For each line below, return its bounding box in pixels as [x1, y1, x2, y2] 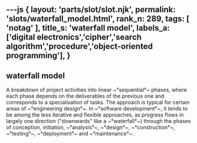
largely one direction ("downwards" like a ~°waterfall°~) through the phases [6, 118, 191, 125]
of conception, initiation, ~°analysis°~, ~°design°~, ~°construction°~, [6, 124, 175, 131]
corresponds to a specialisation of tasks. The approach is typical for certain [6, 99, 190, 106]
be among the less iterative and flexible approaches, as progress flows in [6, 111, 184, 118]
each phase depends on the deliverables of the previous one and [6, 92, 165, 99]
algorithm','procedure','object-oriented [6, 41, 153, 52]
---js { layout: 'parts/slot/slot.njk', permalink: [6, 5, 176, 15]
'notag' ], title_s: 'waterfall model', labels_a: [6, 23, 170, 33]
